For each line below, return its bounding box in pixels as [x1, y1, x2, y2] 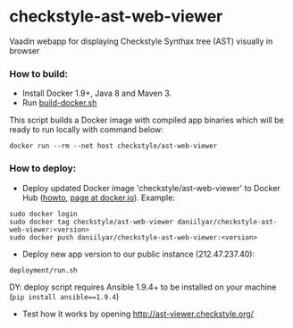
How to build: [9, 67, 69, 80]
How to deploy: [9, 163, 77, 175]
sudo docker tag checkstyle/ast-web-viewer [9, 217, 174, 226]
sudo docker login [9, 209, 78, 218]
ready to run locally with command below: [9, 124, 163, 135]
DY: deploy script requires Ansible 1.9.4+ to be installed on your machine [9, 282, 277, 292]
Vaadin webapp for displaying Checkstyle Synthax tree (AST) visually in [9, 36, 273, 46]
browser [9, 45, 40, 55]
